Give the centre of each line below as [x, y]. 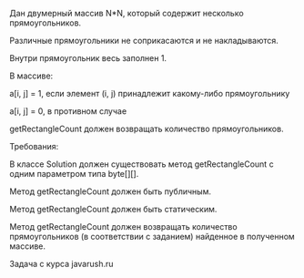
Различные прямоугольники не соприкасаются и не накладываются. [144, 41]
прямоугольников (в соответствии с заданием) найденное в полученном [152, 237]
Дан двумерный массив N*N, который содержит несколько [127, 13]
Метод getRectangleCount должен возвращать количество [124, 227]
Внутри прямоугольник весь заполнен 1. [88, 58]
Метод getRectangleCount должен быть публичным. [111, 191]
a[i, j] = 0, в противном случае [68, 111]
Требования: [34, 146]
